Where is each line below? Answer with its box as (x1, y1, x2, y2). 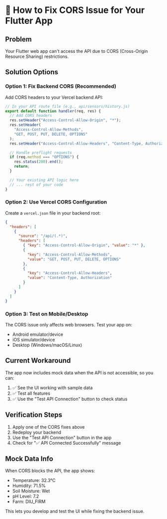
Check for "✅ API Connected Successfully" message (12, 440, 121, 446)
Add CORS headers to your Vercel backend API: (5, 94, 103, 100)
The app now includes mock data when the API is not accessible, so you (5, 369, 154, 376)
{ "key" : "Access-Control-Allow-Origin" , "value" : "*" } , (23, 243, 146, 248)
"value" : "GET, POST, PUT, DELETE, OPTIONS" (27, 257, 121, 261)
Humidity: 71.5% (12, 483, 46, 489)
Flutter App (5, 15, 53, 26)
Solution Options (5, 68, 59, 76)
